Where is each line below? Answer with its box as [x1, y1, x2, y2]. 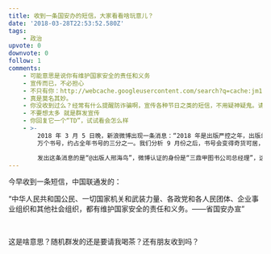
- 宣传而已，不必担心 [23, 79, 85, 87]
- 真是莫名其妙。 [23, 94, 73, 102]
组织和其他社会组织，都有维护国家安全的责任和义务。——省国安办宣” [15, 204, 245, 214]
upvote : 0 [8, 42, 42, 50]
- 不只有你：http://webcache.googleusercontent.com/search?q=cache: [23, 86, 252, 95]
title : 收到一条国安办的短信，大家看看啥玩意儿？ [8, 11, 154, 20]
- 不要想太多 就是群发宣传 [23, 110, 100, 118]
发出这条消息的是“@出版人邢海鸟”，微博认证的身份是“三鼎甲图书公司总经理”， [37, 154, 260, 162]
